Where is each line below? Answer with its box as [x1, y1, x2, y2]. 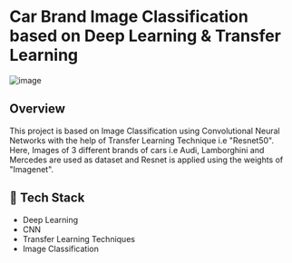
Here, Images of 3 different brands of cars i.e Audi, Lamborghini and [9, 144, 265, 155]
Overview [9, 102, 66, 117]
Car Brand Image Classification [9, 6, 249, 27]
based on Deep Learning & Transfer [9, 25, 281, 46]
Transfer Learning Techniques [22, 233, 136, 244]
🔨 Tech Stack [9, 190, 85, 206]
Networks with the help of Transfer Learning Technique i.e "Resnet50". [9, 134, 275, 146]
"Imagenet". [9, 163, 54, 174]
